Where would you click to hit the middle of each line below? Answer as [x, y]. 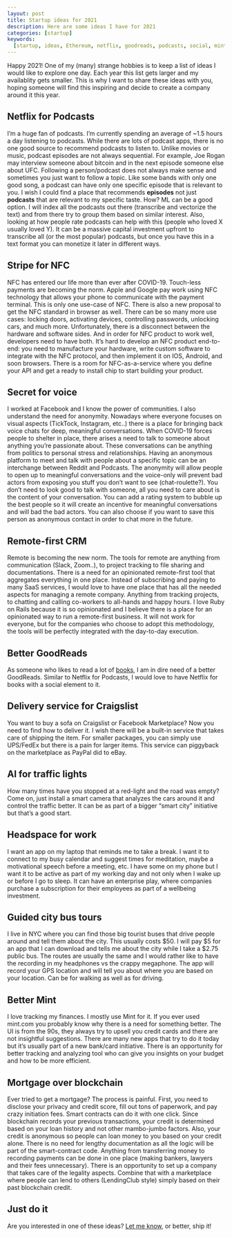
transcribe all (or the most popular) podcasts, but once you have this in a [110, 236]
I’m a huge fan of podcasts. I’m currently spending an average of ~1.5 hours [115, 133]
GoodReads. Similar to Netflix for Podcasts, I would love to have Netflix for [113, 677]
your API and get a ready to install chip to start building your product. [105, 371]
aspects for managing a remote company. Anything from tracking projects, [113, 595]
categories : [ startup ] [40, 33]
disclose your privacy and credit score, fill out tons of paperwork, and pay [112, 1106]
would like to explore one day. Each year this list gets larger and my [103, 73]
